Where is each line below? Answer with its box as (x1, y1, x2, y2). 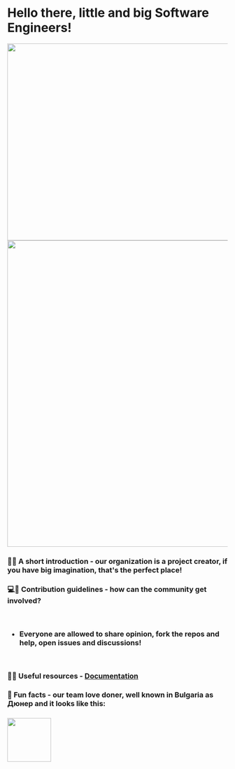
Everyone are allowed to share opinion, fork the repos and (19, 629, 220, 639)
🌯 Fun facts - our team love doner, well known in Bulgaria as (7, 690, 214, 700)
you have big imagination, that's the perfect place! (7, 565, 183, 575)
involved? (7, 595, 42, 605)
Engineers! (7, 20, 72, 36)
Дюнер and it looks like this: (7, 699, 106, 709)
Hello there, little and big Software (7, 5, 210, 21)
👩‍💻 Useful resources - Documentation (7, 671, 138, 681)
